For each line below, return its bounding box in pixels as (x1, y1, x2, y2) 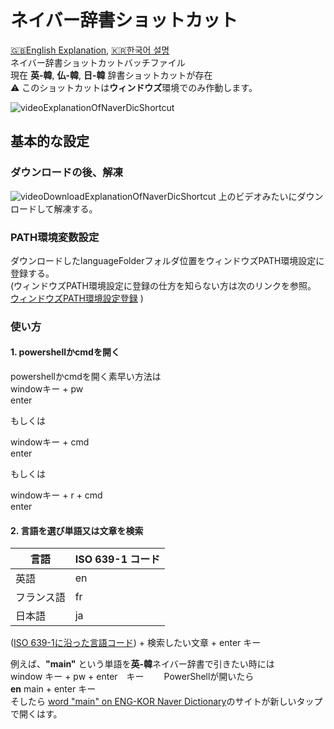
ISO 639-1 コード (74, 552, 161, 566)
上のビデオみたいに (218, 190, 298, 202)
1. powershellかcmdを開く (10, 346, 120, 358)
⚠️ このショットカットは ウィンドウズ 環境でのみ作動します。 (10, 81, 258, 93)
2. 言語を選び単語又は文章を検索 (10, 524, 144, 536)
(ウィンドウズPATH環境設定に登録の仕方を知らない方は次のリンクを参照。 (10, 279, 317, 291)
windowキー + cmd (10, 436, 90, 448)
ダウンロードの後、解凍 (10, 166, 123, 180)
